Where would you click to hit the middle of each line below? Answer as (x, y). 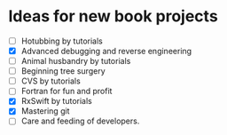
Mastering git (45, 111)
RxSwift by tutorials (56, 101)
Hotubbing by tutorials (62, 41)
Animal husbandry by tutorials (76, 61)
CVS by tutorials (51, 81)
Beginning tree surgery (63, 71)
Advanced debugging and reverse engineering (106, 51)
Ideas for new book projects (113, 16)
